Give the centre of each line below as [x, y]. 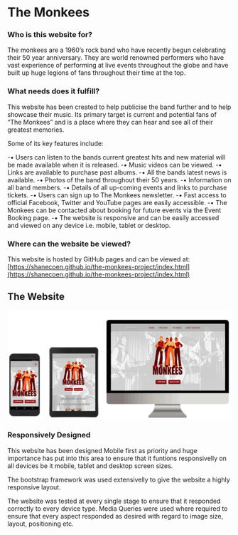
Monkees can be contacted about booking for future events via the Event [114, 210]
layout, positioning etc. [41, 524]
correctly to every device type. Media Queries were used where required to [118, 508]
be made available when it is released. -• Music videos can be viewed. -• [115, 165]
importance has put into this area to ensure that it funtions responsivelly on [117, 458]
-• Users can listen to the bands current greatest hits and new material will [117, 157]
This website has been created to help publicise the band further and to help [119, 107]
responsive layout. [34, 487]
